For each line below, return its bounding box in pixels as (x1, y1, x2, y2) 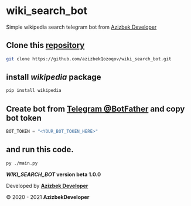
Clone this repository (6, 40, 85, 50)
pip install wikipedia (6, 88, 62, 94)
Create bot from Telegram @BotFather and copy (6, 104, 185, 114)
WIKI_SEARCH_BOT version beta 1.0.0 (6, 171, 101, 178)
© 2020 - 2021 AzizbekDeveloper (6, 193, 90, 200)
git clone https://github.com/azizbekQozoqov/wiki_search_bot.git (6, 56, 172, 62)
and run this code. (6, 145, 74, 154)
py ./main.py (6, 160, 38, 166)
